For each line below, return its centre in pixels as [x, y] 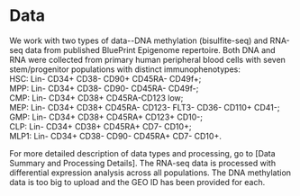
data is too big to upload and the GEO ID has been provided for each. [137, 182]
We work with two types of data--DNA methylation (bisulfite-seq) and [139, 40]
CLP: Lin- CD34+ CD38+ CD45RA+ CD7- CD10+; [100, 126]
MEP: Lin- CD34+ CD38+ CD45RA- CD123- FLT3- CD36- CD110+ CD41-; [145, 107]
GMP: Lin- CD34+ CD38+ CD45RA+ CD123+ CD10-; [106, 117]
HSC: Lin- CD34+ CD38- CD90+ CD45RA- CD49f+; [105, 78]
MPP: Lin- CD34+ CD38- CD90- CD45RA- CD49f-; [104, 88]
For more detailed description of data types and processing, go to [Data [143, 153]
